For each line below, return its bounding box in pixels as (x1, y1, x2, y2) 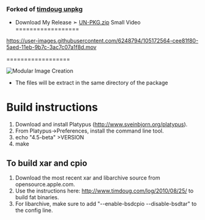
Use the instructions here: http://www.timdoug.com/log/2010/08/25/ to (15, 187, 194, 194)
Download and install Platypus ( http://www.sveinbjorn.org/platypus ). (15, 121, 188, 128)
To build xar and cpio (6, 158, 87, 168)
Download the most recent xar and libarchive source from (15, 174, 160, 182)
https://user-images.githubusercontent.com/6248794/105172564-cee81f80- (6, 37, 199, 45)
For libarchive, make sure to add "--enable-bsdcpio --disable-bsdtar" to (15, 200, 197, 208)
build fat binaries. (15, 194, 59, 201)
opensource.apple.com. (15, 181, 75, 188)
